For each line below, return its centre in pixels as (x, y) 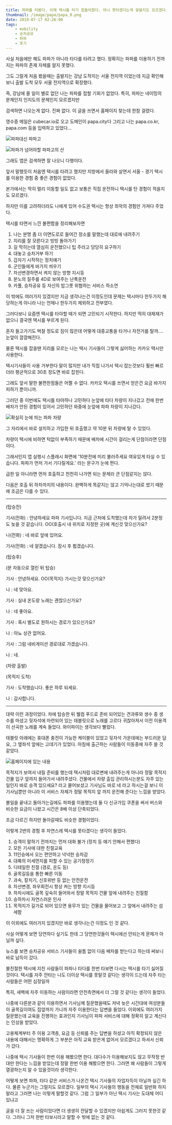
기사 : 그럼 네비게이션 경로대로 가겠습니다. (47, 644)
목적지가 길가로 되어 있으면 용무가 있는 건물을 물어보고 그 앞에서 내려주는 (85, 906)
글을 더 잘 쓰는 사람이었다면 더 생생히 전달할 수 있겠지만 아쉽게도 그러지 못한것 (83, 1111)
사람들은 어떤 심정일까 (28, 981)
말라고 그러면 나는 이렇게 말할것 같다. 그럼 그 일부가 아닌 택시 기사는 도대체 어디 (85, 1093)
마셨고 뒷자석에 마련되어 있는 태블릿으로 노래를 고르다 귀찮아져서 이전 (84, 720)
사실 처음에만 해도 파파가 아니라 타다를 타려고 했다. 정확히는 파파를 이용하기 (81, 58)
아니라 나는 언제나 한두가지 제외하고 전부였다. (68, 302)
